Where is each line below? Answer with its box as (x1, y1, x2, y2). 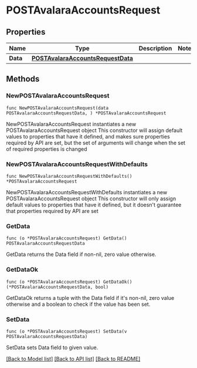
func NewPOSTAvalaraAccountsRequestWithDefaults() (6, 173, 133, 179)
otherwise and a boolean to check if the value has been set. (6, 301, 151, 308)
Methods (6, 74, 40, 84)
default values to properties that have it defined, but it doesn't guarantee (6, 201, 182, 208)
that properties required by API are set (6, 207, 98, 214)
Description (138, 45, 172, 52)
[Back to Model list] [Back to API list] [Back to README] (6, 355, 141, 362)
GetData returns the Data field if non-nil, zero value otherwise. (6, 251, 157, 258)
